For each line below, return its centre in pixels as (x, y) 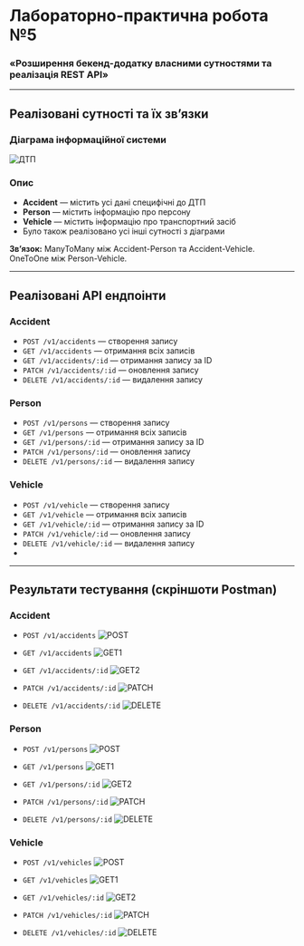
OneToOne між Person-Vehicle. (68, 258)
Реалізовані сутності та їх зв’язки (109, 114)
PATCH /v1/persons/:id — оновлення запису (107, 452)
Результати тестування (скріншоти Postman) (143, 590)
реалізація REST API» (59, 75)
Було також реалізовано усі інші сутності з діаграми (123, 231)
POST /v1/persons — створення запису (96, 423)
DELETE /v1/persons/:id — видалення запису (109, 461)
